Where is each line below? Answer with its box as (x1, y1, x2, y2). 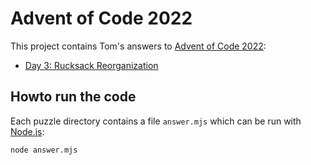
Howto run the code (10, 88, 137, 106)
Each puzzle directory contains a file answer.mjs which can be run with (10, 115, 302, 127)
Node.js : (10, 125, 45, 137)
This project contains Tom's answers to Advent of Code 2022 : (10, 40, 267, 52)
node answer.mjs (10, 145, 78, 155)
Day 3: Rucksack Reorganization (24, 59, 159, 71)
